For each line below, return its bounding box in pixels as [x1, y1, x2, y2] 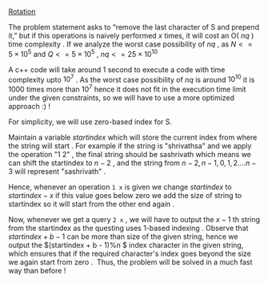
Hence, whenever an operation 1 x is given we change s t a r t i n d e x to [8, 182, 232, 192]
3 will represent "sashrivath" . [8, 166, 106, 176]
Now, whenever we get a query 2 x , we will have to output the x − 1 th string [8, 214, 261, 224]
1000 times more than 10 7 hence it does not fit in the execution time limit [8, 83, 246, 94]
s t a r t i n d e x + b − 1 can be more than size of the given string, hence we [8, 232, 238, 241]
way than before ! [8, 265, 66, 275]
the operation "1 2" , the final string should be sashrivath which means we [8, 149, 252, 159]
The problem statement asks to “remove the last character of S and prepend [8, 22, 260, 31]
